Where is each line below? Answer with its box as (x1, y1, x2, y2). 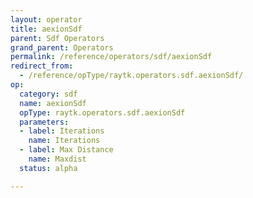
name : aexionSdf (19, 98, 87, 108)
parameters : (19, 117, 70, 127)
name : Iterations (28, 136, 101, 146)
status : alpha (19, 163, 78, 173)
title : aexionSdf (10, 24, 83, 34)
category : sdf (19, 89, 78, 99)
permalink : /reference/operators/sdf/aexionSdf (10, 52, 213, 62)
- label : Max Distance (19, 145, 114, 155)
